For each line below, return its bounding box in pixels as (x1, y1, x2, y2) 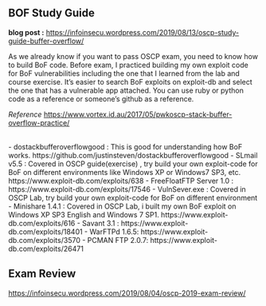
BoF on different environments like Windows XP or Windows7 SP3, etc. (8, 167, 241, 177)
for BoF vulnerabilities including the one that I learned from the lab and (8, 68, 241, 78)
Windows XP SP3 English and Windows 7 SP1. (8, 209, 159, 219)
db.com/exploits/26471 (8, 244, 84, 253)
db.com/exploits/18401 (8, 227, 83, 236)
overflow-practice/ (8, 117, 70, 127)
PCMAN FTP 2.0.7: (87, 235, 149, 244)
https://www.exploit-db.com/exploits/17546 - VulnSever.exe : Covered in (8, 184, 247, 194)
